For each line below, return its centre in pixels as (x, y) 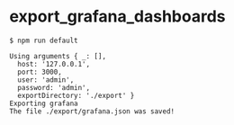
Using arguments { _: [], (58, 56)
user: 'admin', (46, 80)
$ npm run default (44, 40)
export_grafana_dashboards (117, 17)
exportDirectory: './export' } (76, 95)
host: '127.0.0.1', (54, 64)
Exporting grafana (44, 103)
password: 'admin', (54, 87)
